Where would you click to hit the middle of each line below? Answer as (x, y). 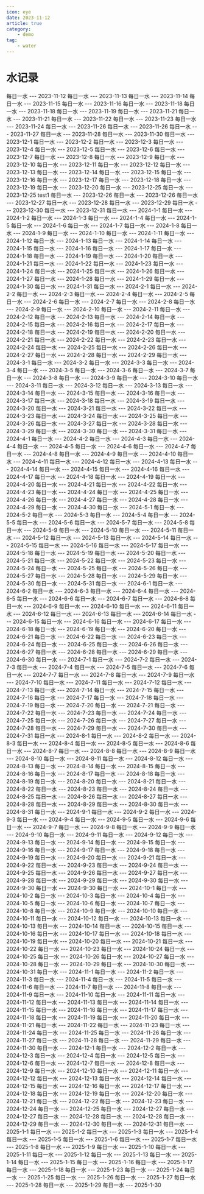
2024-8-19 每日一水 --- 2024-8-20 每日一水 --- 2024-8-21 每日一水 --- (96, 781)
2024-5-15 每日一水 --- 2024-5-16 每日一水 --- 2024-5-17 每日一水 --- (99, 545)
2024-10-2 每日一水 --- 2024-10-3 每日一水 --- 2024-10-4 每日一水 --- (96, 895)
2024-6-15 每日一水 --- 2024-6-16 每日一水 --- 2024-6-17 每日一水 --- (102, 621)
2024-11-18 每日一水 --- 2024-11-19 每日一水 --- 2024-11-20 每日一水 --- (98, 1017)
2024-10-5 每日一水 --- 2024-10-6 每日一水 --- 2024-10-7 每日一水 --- (96, 903)
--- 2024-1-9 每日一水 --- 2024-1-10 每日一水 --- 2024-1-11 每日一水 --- (104, 233)
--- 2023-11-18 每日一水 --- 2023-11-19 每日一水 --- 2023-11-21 (98, 111)
